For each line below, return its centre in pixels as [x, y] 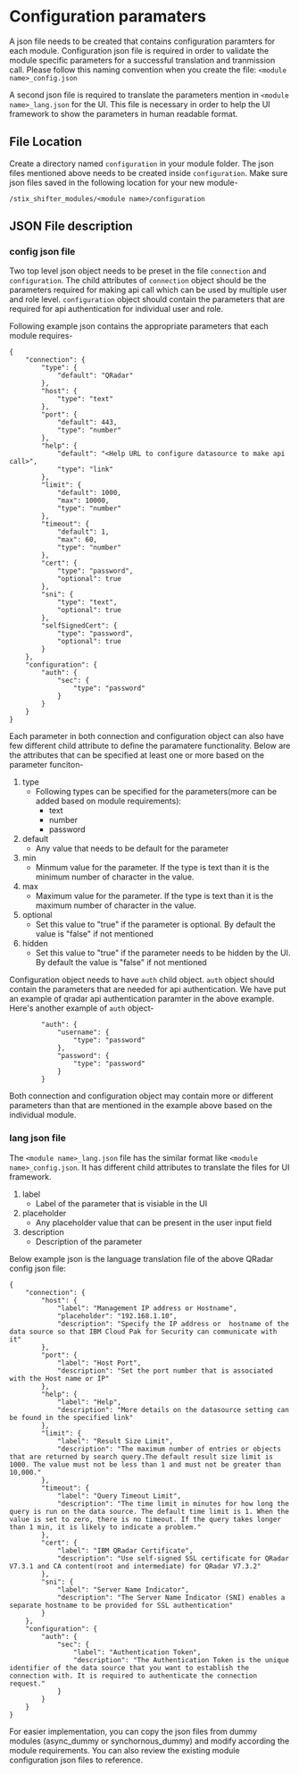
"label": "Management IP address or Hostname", [147, 1308]
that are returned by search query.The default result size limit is [141, 1457]
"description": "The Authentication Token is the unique [181, 1660]
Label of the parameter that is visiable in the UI [121, 1203]
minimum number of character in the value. [115, 877]
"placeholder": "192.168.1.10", [117, 1316]
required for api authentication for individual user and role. [116, 309]
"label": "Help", [89, 1402]
